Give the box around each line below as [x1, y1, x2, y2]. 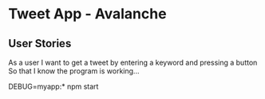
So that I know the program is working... [8, 66, 140, 76]
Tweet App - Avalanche [8, 5, 167, 23]
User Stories [8, 37, 72, 50]
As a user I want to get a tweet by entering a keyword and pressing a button [8, 57, 258, 67]
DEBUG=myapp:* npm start [8, 81, 99, 91]
